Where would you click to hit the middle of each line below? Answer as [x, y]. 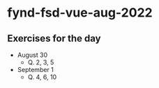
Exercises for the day [54, 38]
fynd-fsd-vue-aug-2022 [80, 13]
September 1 [36, 70]
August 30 [32, 55]
